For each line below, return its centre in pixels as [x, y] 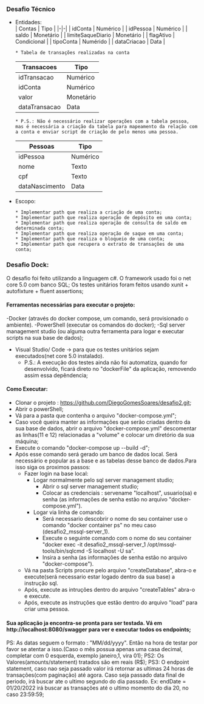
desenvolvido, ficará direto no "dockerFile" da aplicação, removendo [110, 368]
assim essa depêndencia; [56, 375]
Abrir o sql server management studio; [90, 486]
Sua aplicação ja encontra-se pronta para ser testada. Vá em [84, 623]
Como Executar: [27, 389]
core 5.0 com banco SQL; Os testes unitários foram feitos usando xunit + [97, 285]
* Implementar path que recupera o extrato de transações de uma [99, 245]
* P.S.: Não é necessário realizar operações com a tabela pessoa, [102, 121]
